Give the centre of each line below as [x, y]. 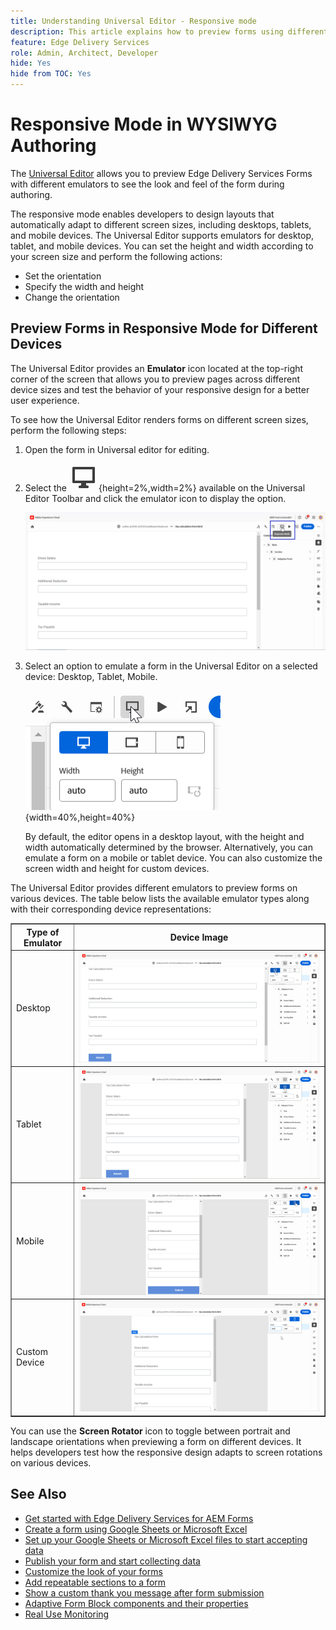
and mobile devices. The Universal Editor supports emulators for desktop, [162, 235]
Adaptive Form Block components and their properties [136, 1603]
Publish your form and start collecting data [112, 1561]
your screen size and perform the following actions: [116, 256]
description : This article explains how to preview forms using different [169, 31]
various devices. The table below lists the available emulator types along [160, 899]
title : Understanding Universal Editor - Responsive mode [133, 21]
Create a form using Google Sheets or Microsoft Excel [136, 1529]
